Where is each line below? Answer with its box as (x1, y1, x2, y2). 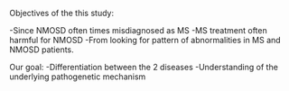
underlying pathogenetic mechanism (9, 71, 146, 82)
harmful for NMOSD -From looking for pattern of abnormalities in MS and (9, 35, 282, 45)
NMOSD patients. (9, 44, 74, 55)
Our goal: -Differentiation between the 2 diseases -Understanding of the (9, 62, 278, 72)
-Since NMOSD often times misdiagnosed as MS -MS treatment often (9, 25, 268, 35)
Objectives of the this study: (9, 8, 115, 18)
